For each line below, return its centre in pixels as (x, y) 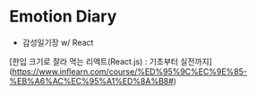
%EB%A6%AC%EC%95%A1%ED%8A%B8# (92, 81)
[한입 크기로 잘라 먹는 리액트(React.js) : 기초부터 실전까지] (111, 61)
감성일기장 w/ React (58, 42)
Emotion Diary (63, 17)
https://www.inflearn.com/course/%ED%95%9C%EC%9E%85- (130, 71)
